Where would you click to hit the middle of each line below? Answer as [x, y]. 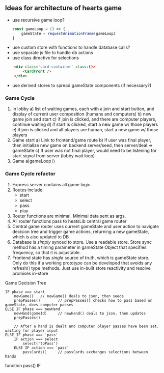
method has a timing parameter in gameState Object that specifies [79, 247]
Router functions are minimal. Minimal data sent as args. [69, 216]
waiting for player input [31, 330]
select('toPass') [40, 344]
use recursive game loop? [38, 20]
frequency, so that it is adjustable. [46, 252]
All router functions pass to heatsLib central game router [69, 221]
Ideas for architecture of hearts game [63, 8]
